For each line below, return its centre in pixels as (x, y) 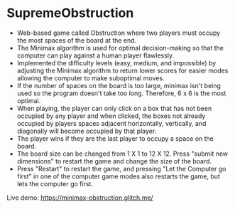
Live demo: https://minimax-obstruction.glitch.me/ (80, 198)
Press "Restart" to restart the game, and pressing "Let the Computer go (121, 168)
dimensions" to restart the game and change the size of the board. (114, 161)
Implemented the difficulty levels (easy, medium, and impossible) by (116, 63)
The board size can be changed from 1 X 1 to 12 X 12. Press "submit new (122, 154)
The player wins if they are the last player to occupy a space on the (115, 138)
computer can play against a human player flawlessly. (95, 55)
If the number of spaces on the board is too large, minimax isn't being (119, 85)
